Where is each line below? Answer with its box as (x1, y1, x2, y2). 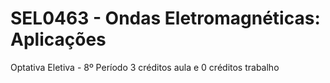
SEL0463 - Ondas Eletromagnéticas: (10, 7, 321, 30)
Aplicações (10, 28, 107, 51)
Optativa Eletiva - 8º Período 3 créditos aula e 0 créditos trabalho (10, 61, 280, 73)
